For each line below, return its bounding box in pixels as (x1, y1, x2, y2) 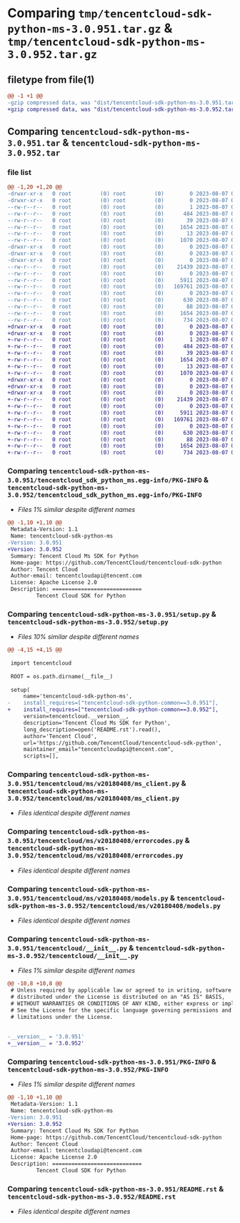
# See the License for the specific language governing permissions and (10, 1007, 232, 1014)
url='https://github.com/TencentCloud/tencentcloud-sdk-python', (23, 739, 222, 747)
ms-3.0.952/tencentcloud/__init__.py (7, 952, 139, 960)
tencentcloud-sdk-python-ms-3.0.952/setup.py (7, 618, 169, 626)
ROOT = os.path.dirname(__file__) (10, 673, 114, 680)
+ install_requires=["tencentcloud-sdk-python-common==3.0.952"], (7, 706, 219, 713)
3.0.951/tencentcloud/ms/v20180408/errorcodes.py (7, 837, 184, 845)
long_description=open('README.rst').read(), (23, 726, 161, 733)
